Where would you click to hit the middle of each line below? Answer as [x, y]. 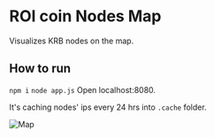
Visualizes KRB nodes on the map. [72, 41]
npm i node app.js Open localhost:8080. [83, 89]
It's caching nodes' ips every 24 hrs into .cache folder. [108, 107]
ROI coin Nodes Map [85, 16]
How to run [40, 69]
